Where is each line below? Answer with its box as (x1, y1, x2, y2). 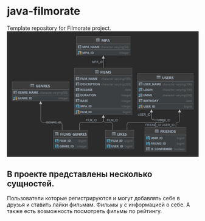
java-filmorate (7, 4, 81, 18)
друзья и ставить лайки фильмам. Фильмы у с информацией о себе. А (7, 201, 190, 208)
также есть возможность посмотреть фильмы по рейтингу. (7, 208, 162, 214)
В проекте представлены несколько (7, 169, 153, 179)
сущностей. (7, 178, 55, 189)
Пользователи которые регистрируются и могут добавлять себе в (7, 195, 180, 202)
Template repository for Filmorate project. (7, 24, 111, 32)
